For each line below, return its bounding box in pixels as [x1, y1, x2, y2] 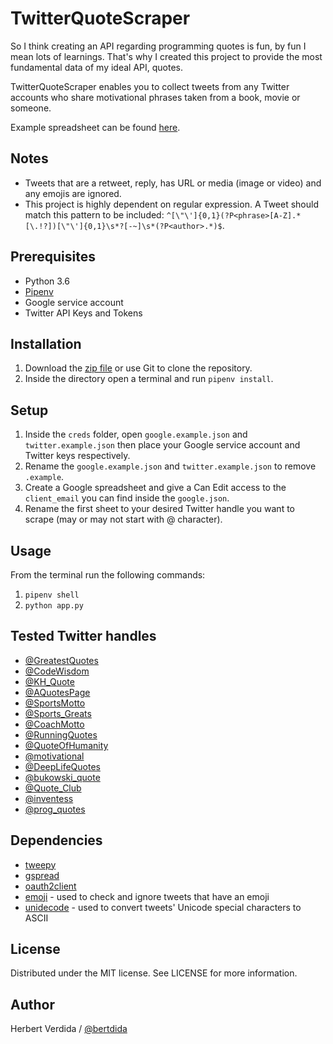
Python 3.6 [24, 275, 70, 287]
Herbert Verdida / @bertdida [10, 1023, 128, 1035]
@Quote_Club [24, 782, 82, 794]
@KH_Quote [24, 675, 75, 687]
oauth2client [24, 880, 77, 892]
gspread [24, 869, 60, 881]
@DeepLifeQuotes [24, 760, 101, 772]
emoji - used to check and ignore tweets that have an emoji [24, 890, 270, 902]
